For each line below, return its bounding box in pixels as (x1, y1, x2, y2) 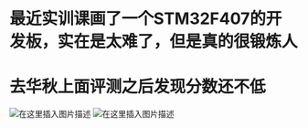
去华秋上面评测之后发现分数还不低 (9, 77, 267, 97)
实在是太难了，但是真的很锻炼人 (58, 31, 299, 52)
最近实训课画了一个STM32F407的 (9, 8, 267, 29)
